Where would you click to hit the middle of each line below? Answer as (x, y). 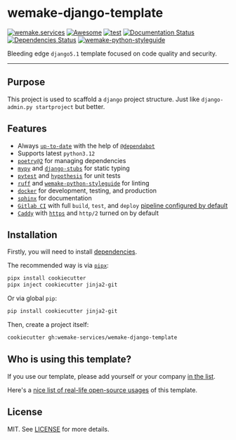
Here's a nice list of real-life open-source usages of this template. (103, 390)
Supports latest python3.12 (56, 153)
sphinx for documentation (55, 198)
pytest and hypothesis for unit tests (69, 175)
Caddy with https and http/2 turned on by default (88, 213)
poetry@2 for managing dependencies (72, 160)
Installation (32, 234)
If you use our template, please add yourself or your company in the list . (111, 376)
